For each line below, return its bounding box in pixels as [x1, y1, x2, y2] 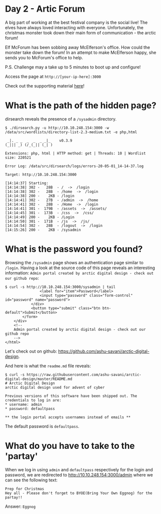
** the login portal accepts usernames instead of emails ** [5, 414, 131, 420]
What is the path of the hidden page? [5, 100, 157, 111]
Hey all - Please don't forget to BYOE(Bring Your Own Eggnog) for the [5, 491, 152, 496]
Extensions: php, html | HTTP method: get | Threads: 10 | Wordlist [5, 151, 146, 156]
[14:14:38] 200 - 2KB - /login [5, 193, 75, 198]
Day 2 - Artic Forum [5, 3, 86, 15]
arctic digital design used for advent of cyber [5, 385, 105, 390]
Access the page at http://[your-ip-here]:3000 [5, 73, 102, 79]
